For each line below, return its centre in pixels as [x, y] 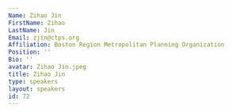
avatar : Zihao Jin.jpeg [48, 67]
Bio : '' [21, 60]
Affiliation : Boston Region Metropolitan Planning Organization [116, 45]
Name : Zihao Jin [35, 15]
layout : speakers [37, 89]
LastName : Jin [32, 30]
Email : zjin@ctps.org [44, 37]
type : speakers [33, 81]
